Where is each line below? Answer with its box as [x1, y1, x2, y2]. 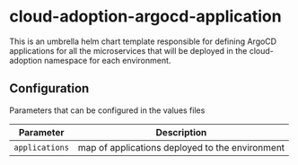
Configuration [9, 81, 90, 96]
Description [155, 126, 207, 138]
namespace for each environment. [43, 55, 171, 65]
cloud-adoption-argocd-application [9, 6, 282, 27]
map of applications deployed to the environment [77, 141, 285, 153]
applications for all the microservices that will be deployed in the [9, 45, 248, 56]
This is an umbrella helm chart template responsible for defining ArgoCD [9, 36, 276, 47]
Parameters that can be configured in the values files [9, 105, 206, 116]
